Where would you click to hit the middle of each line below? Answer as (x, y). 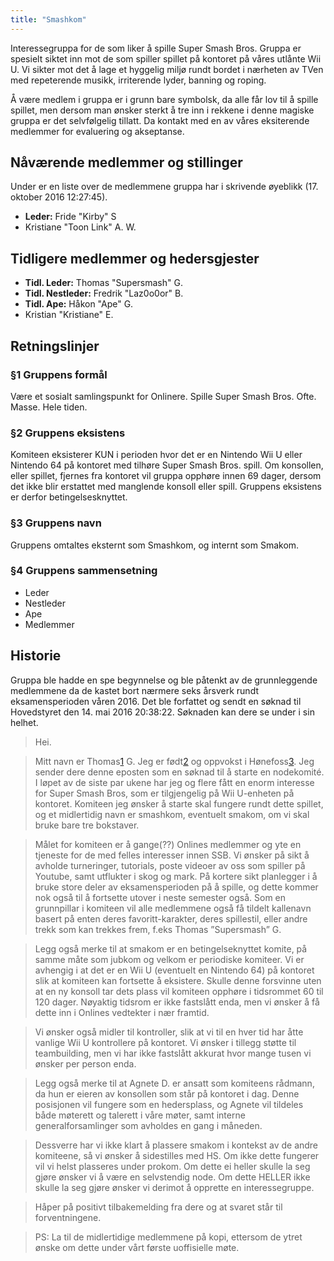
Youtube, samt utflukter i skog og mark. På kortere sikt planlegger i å (176, 876)
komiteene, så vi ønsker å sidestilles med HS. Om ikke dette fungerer (177, 1155)
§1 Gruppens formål (59, 374)
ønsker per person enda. (85, 1063)
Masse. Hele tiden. (49, 407)
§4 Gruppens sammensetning (84, 571)
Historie (36, 656)
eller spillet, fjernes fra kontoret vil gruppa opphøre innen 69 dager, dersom (166, 476)
